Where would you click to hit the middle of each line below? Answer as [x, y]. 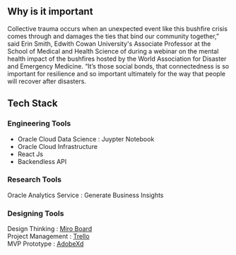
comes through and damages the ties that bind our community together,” [113, 36]
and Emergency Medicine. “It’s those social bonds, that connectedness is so [118, 66]
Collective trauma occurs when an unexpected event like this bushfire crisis [118, 28]
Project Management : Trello [48, 237]
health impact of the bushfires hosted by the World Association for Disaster [117, 59]
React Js [30, 154]
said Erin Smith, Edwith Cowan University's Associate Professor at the [109, 43]
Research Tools [35, 179]
